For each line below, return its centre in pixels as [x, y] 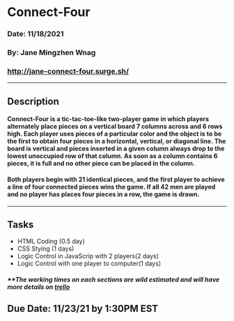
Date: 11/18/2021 [36, 34]
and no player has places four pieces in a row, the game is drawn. [103, 194]
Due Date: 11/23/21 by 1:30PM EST [83, 309]
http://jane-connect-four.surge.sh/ [68, 71]
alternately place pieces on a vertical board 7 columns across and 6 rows [115, 127]
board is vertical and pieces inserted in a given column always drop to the [116, 149]
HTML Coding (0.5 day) [51, 242]
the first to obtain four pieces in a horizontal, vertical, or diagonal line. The [117, 141]
